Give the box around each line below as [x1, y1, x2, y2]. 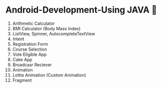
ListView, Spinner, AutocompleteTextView [12, 31, 95, 36]
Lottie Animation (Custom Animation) [12, 72, 87, 78]
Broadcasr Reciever [12, 62, 52, 68]
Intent [12, 36, 25, 42]
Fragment [12, 77, 32, 83]
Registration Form [12, 41, 48, 47]
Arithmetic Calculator [12, 20, 55, 26]
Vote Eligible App [12, 51, 47, 57]
